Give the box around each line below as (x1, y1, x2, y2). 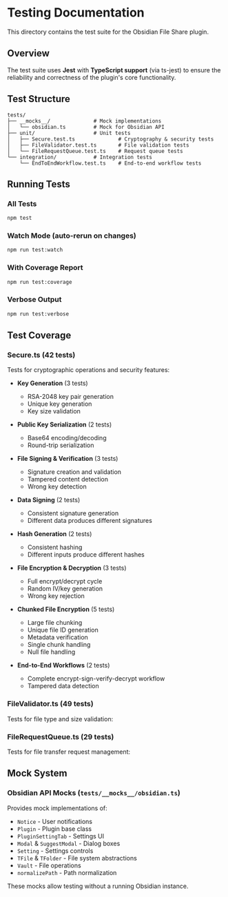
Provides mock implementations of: (7, 804, 108, 812)
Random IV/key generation (27, 584, 103, 593)
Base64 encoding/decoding (27, 434, 107, 442)
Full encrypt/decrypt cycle (27, 577, 103, 586)
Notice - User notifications (17, 817, 93, 825)
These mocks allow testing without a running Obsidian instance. (7, 882, 189, 890)
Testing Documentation (7, 5, 145, 21)
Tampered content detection (27, 475, 109, 484)
